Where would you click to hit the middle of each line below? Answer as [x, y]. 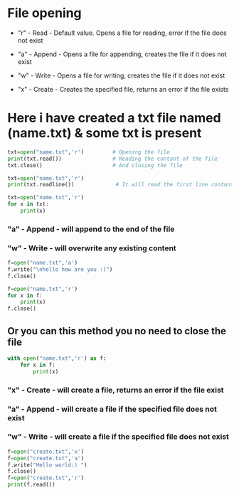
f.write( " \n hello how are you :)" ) [60, 269]
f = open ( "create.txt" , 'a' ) [46, 458]
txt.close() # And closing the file [95, 165]
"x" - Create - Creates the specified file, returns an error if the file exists [123, 89]
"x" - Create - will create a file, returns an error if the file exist [116, 390]
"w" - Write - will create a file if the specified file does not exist [118, 437]
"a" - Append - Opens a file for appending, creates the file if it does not [122, 54]
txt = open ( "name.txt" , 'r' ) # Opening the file [89, 152]
